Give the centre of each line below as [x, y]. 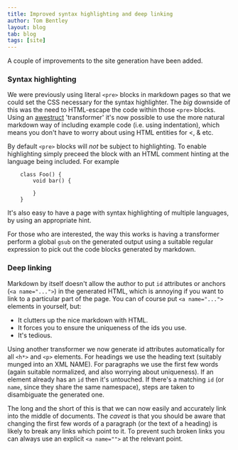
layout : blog [27, 27]
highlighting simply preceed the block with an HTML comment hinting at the [118, 154]
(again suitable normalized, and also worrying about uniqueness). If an [111, 372]
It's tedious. [35, 335]
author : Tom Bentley [38, 21]
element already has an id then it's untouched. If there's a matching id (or [116, 379]
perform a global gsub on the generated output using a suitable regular [110, 242]
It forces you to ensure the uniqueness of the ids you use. [102, 327]
